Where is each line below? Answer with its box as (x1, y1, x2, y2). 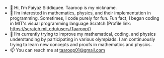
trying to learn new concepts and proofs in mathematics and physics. (9, 42, 152, 47)
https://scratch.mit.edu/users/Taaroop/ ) (9, 26, 91, 32)
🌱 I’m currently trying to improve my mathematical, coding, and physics (9, 31, 156, 37)
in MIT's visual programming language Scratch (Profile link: (9, 20, 131, 26)
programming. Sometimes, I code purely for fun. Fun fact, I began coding (9, 15, 160, 21)
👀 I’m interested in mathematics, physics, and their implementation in (9, 10, 151, 16)
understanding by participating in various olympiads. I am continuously (9, 36, 156, 42)
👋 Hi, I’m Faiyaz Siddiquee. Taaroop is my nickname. (9, 5, 117, 10)
